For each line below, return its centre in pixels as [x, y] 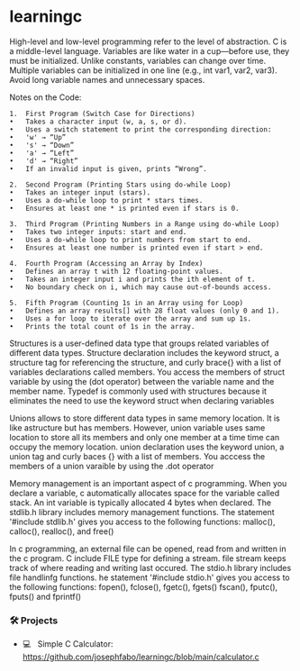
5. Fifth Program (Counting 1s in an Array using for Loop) [127, 303]
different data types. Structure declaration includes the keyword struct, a [144, 352]
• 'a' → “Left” [42, 153]
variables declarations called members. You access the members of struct [147, 372]
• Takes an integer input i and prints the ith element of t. [132, 279]
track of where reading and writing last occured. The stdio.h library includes [150, 567]
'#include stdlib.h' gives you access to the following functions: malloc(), [143, 521]
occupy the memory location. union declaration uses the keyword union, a [147, 447]
